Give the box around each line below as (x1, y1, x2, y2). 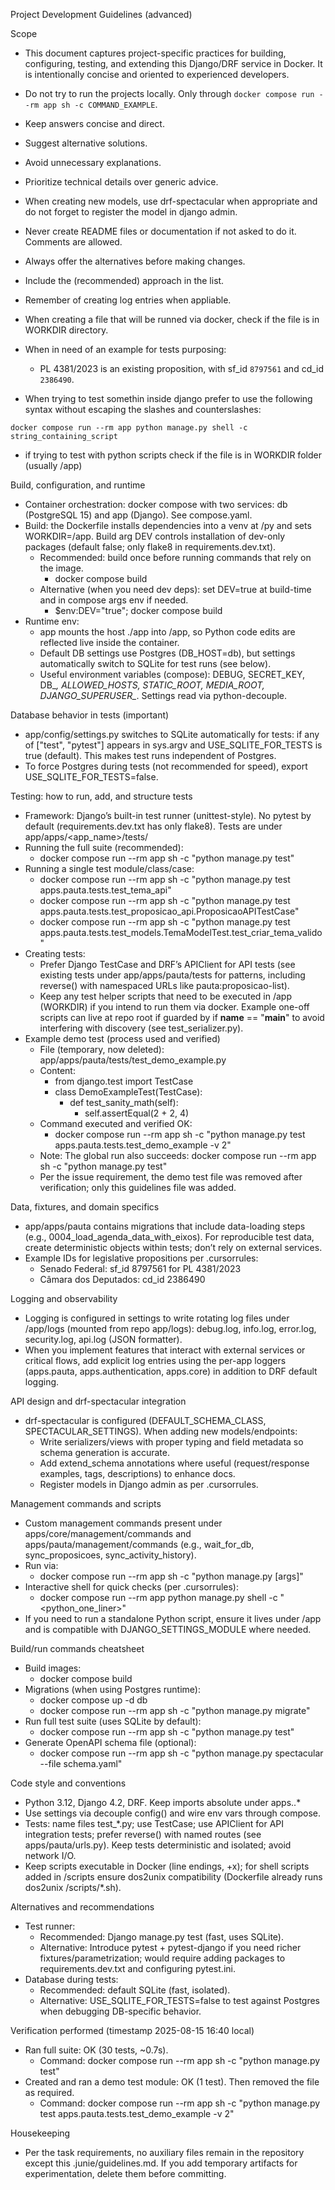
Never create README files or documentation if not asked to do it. (24, 225, 297, 237)
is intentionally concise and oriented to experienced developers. (24, 69, 290, 80)
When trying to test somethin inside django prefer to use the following (24, 393, 313, 404)
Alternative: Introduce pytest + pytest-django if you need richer (39, 1942, 302, 1953)
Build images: (24, 1662, 82, 1674)
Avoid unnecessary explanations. (24, 157, 162, 168)
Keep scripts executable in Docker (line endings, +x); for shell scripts (24, 1860, 310, 1872)
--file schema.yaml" (39, 1758, 123, 1769)
